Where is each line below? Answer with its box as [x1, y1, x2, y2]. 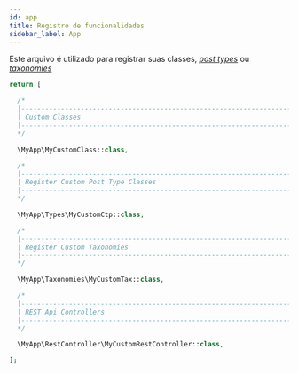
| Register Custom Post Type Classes [17, 178, 157, 187]
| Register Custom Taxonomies [17, 243, 129, 252]
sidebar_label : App [9, 29, 82, 38]
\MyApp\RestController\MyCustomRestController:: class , [17, 340, 224, 349]
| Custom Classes [17, 113, 82, 121]
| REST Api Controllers [17, 307, 105, 316]
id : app [9, 12, 38, 22]
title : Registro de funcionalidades [9, 21, 145, 30]
